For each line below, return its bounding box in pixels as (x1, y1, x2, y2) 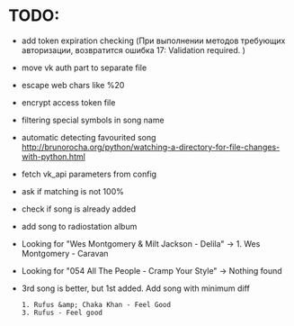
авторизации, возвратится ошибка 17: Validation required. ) (21, 44, 246, 55)
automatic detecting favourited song (21, 131, 156, 142)
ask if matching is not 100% (21, 186, 125, 196)
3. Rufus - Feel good (21, 308, 102, 317)
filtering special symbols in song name (21, 114, 165, 125)
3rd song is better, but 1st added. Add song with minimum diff (21, 283, 251, 294)
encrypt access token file (21, 96, 116, 108)
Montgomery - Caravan (21, 248, 109, 258)
